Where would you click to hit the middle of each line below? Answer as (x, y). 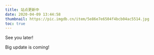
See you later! (19, 38)
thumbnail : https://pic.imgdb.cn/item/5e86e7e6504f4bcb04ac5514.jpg (77, 19)
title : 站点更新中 (22, 10)
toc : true (15, 24)
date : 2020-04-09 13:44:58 (33, 14)
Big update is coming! (27, 47)
